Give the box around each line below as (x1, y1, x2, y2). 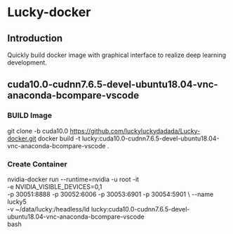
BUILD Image (7, 110, 53, 120)
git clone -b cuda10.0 (7, 126, 69, 135)
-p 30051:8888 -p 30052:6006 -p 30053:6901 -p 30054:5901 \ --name (7, 190, 214, 198)
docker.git (7, 134, 36, 143)
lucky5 (7, 197, 27, 206)
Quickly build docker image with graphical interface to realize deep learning (7, 51, 227, 59)
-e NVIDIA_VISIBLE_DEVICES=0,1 (7, 182, 102, 190)
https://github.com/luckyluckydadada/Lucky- (69, 126, 201, 135)
